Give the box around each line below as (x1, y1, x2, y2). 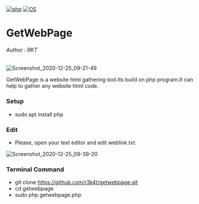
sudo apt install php (14, 110, 64, 118)
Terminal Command (6, 165, 64, 173)
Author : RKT (6, 46, 37, 53)
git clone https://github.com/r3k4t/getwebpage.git (14, 179, 138, 186)
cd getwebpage (14, 185, 54, 192)
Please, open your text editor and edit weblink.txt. (14, 139, 137, 146)
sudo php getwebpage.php (14, 192, 81, 199)
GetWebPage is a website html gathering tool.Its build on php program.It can (6, 76, 193, 83)
